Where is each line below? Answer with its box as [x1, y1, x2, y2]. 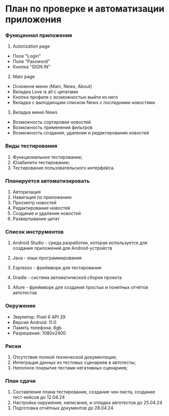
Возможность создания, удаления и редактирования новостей [12, 130, 149, 136]
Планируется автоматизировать [5, 177, 90, 184]
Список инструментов [5, 228, 64, 235]
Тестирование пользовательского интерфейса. [12, 165, 115, 171]
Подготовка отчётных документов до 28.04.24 [12, 405, 114, 411]
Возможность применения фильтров [12, 124, 93, 130]
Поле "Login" [12, 53, 41, 59]
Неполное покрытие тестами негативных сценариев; [12, 364, 128, 371]
